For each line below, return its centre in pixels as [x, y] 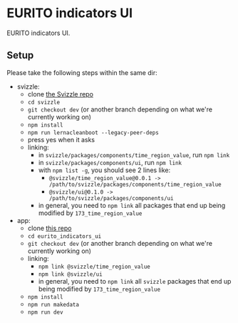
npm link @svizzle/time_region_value [94, 267]
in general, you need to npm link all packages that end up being [132, 205]
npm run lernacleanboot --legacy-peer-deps [93, 133]
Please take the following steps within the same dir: [82, 72]
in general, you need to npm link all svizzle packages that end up [135, 281]
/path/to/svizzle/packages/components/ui [111, 198]
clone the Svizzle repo [61, 94]
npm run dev [45, 312]
